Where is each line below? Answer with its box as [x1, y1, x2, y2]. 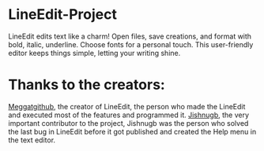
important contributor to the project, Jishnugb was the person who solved [8, 118, 249, 127]
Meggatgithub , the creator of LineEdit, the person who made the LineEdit [8, 101, 246, 111]
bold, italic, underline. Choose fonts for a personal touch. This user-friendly [8, 39, 254, 49]
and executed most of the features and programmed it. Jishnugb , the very [8, 110, 250, 120]
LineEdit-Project [8, 6, 117, 24]
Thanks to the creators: [8, 76, 166, 94]
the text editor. [8, 135, 56, 145]
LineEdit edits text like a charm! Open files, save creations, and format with [8, 31, 251, 41]
